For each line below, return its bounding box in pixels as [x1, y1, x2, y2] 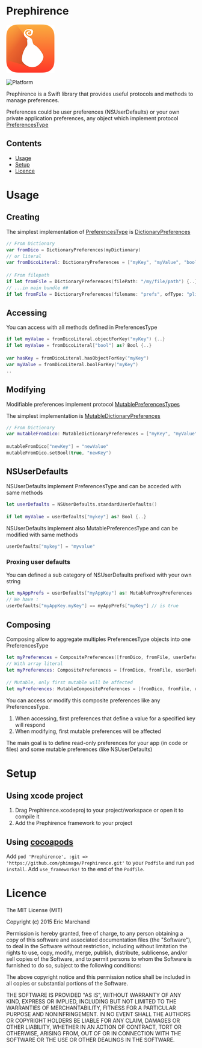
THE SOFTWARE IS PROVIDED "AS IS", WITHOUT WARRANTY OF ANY [6, 991, 182, 999]
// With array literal [6, 660, 63, 667]
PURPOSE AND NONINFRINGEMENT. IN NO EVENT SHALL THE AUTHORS [6, 1010, 191, 1017]
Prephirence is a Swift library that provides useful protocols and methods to [6, 90, 194, 97]
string [6, 578, 21, 585]
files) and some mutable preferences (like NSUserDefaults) [6, 746, 153, 753]
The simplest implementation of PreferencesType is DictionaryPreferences [6, 228, 191, 235]
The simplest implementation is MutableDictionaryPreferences [6, 412, 161, 419]
